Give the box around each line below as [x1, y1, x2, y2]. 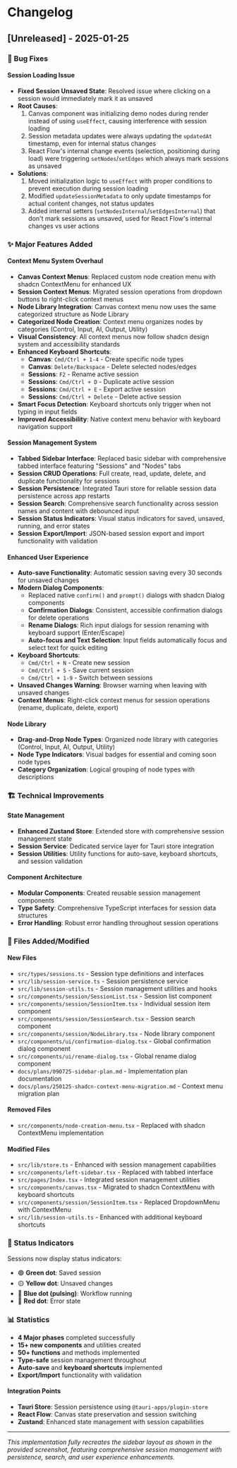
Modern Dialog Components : [17, 584, 104, 592]
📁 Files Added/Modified [7, 936, 90, 946]
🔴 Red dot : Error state [17, 1296, 81, 1305]
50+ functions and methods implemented [17, 1348, 140, 1356]
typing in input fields [17, 407, 78, 416]
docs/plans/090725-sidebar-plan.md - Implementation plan [17, 1066, 188, 1075]
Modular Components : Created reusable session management [17, 889, 201, 897]
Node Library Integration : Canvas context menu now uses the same [17, 302, 217, 311]
